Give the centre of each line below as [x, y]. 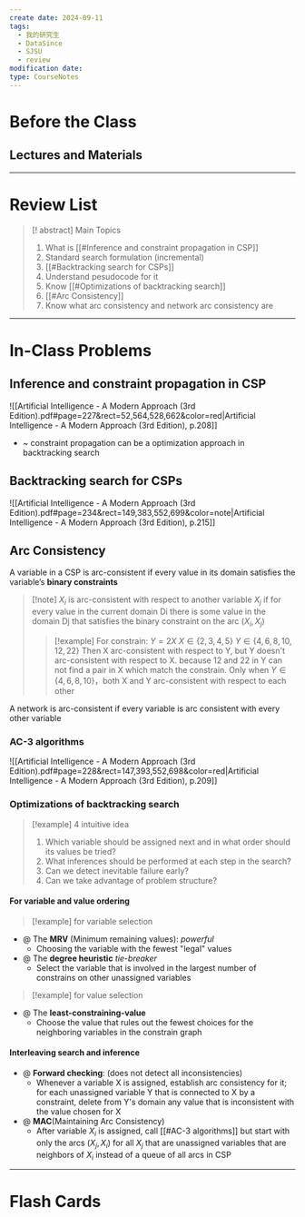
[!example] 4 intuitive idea [80, 824]
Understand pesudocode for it [102, 276]
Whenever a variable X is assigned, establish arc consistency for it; [162, 1083]
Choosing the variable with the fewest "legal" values [134, 948]
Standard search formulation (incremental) [124, 257]
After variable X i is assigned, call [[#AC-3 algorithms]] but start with [163, 1132]
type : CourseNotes [44, 77]
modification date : [46, 69]
